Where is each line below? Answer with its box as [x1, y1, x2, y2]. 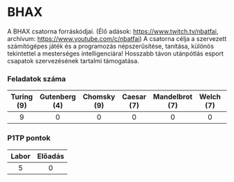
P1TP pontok [7, 133, 51, 143]
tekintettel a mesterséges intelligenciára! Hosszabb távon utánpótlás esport [7, 49, 224, 58]
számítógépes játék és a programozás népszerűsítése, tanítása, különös [7, 42, 214, 50]
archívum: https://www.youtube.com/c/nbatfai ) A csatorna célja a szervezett [7, 34, 227, 42]
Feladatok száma [7, 74, 66, 83]
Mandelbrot [153, 92, 193, 101]
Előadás [37, 151, 65, 160]
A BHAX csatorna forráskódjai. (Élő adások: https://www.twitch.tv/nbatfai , [7, 27, 219, 35]
